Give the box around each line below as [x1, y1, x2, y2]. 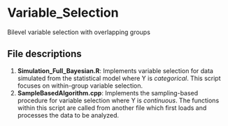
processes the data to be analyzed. [17, 111, 120, 119]
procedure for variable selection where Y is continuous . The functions [17, 96, 220, 104]
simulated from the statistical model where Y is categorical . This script [17, 74, 221, 82]
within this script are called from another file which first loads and [17, 103, 207, 112]
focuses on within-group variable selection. [17, 81, 143, 90]
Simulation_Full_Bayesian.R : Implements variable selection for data [17, 66, 213, 74]
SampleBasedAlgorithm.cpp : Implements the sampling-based [17, 88, 199, 97]
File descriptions [7, 48, 82, 60]
